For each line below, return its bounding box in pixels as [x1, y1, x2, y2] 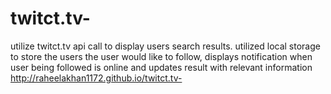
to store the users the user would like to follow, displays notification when [10, 50, 313, 62]
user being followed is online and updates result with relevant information [10, 61, 313, 73]
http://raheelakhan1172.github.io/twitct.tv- [10, 72, 183, 84]
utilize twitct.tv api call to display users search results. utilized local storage [10, 40, 321, 52]
